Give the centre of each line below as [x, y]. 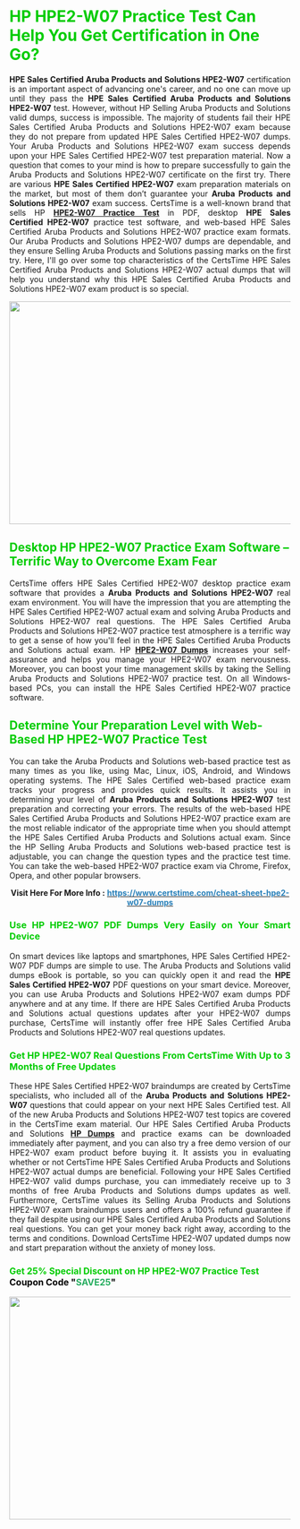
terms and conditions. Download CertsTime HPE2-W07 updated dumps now [150, 1239]
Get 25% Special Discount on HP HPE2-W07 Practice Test [134, 1271]
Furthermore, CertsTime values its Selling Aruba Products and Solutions [150, 1200]
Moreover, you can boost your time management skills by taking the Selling [150, 668]
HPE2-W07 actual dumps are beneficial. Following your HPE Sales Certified [150, 1172]
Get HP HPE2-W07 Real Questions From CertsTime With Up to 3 [150, 1055]
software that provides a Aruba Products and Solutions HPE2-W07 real [150, 592]
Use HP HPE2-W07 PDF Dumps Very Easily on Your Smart [150, 925]
